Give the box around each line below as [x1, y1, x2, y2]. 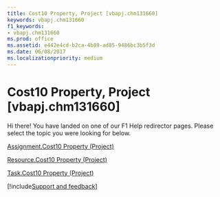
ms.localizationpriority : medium [7, 55, 103, 62]
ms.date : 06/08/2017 [7, 49, 67, 56]
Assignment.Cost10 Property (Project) [7, 142, 115, 150]
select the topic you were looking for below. [7, 128, 131, 137]
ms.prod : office [7, 36, 54, 43]
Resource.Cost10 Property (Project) [7, 155, 108, 163]
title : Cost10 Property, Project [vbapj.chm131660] [7, 10, 158, 17]
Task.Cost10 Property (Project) [7, 169, 94, 177]
